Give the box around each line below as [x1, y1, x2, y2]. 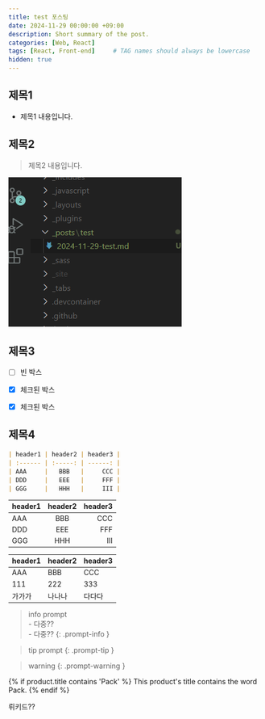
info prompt [27, 610, 67, 620]
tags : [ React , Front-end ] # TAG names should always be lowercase [8, 47, 251, 56]
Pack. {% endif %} [8, 685, 70, 695]
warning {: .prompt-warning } [27, 661, 126, 671]
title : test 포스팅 [8, 13, 68, 21]
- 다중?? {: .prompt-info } [27, 629, 110, 639]
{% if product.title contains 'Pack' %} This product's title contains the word [8, 677, 258, 687]
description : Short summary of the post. [8, 30, 150, 38]
